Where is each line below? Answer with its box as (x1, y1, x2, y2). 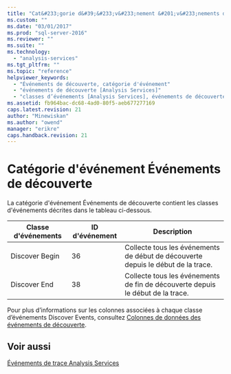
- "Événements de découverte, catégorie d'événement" (13, 81, 170, 87)
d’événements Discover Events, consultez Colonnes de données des (7, 313, 201, 322)
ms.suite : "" (7, 42, 45, 49)
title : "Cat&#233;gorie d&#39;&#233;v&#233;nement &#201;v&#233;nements (7, 10, 220, 17)
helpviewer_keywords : (7, 74, 69, 81)
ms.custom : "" (7, 17, 48, 23)
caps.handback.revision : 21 (7, 132, 88, 138)
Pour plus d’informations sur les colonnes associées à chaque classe (7, 306, 203, 314)
